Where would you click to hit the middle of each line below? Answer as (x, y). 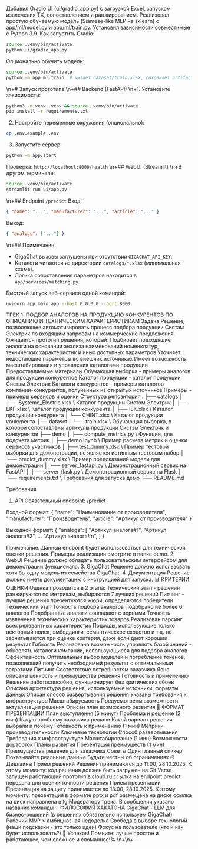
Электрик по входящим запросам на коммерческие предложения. (91, 334)
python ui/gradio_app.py (37, 50)
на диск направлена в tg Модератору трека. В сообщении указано (90, 802)
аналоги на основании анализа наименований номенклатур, (82, 346)
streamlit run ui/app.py (37, 189)
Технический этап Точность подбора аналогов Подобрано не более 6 (94, 607)
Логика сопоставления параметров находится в (76, 275)
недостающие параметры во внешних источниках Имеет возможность (96, 359)
